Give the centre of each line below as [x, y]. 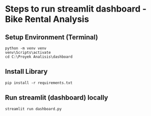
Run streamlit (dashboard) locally [57, 98]
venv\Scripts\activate [28, 52]
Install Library [26, 72]
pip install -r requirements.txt [39, 83]
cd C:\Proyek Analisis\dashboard [39, 57]
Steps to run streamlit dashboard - [76, 9]
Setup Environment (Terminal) [52, 37]
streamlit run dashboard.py [34, 109]
